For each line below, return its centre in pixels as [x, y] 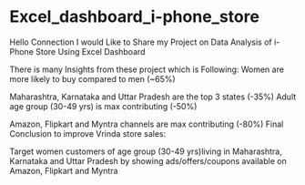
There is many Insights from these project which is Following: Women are [147, 69]
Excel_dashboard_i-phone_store [134, 17]
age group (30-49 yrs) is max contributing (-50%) [103, 106]
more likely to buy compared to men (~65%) [92, 78]
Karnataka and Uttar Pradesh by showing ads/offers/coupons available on [148, 160]
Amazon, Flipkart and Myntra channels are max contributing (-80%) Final [147, 124]
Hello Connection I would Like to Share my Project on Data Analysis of [141, 42]
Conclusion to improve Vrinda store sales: [88, 133]
